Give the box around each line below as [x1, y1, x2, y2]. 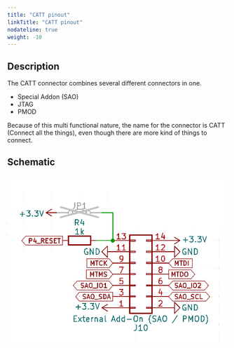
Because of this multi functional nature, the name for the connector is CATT [7, 121, 226, 130]
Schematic [7, 156, 55, 168]
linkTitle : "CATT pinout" [7, 18, 83, 26]
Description [7, 60, 60, 72]
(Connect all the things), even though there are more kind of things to [7, 128, 207, 137]
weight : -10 [7, 34, 42, 41]
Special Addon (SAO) [17, 93, 79, 101]
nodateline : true [7, 26, 58, 33]
